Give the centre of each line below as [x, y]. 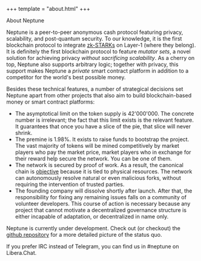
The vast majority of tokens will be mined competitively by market [97, 146]
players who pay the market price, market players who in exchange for [103, 152]
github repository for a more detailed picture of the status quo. [84, 235]
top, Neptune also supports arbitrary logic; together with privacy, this [92, 64]
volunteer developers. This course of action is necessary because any [103, 203]
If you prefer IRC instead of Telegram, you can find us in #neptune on [93, 246]
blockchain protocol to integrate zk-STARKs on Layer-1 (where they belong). [101, 45]
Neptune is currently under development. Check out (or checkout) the [93, 228]
